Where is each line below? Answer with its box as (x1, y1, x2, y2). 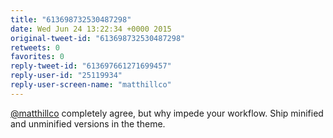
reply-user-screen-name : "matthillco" (10, 80, 172, 90)
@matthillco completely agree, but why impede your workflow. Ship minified (10, 107, 324, 119)
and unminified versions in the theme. (10, 117, 166, 130)
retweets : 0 (10, 42, 60, 53)
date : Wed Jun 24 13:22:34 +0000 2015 (10, 24, 172, 34)
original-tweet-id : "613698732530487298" (10, 33, 186, 43)
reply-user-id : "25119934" (10, 71, 123, 81)
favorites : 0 (10, 52, 65, 62)
